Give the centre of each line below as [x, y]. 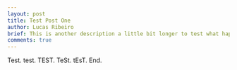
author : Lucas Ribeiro [41, 27]
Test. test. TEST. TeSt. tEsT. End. [55, 60]
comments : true [30, 40]
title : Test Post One [39, 21]
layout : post [26, 14]
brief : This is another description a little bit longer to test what [113, 34]
